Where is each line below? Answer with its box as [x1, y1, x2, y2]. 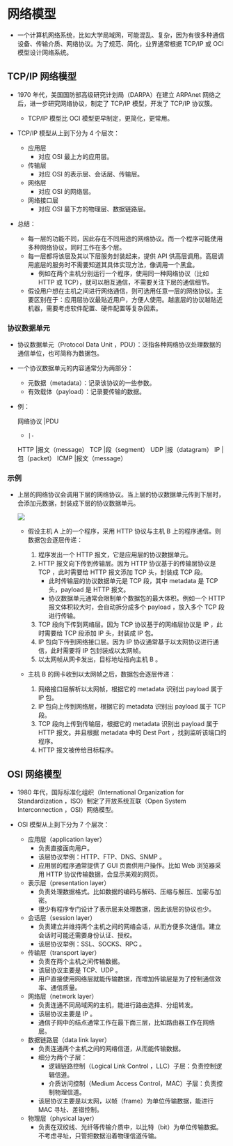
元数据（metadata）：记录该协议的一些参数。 [27, 379, 156, 387]
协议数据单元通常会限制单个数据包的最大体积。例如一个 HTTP [48, 594, 225, 603]
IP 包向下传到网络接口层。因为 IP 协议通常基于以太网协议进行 [38, 638, 214, 646]
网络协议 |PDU [17, 417, 59, 425]
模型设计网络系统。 [17, 48, 73, 56]
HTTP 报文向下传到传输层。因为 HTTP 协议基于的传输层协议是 [38, 559, 217, 568]
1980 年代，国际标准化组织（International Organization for [17, 788, 184, 797]
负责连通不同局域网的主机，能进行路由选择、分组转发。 [38, 1001, 197, 1009]
